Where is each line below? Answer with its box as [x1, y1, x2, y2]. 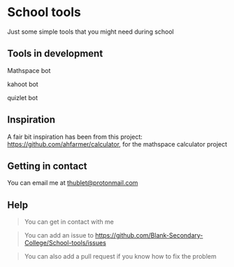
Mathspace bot [7, 66, 51, 74]
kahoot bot [7, 80, 38, 88]
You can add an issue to [24, 231, 94, 240]
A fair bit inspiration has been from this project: [7, 132, 143, 141]
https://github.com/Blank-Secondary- [95, 231, 203, 240]
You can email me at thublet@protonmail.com [7, 179, 138, 187]
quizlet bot [7, 93, 38, 102]
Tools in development [7, 48, 103, 60]
